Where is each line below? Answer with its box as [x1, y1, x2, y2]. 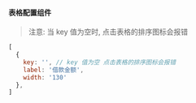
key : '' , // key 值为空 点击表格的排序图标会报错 [23, 58, 176, 67]
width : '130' [23, 73, 68, 81]
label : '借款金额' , [23, 66, 84, 74]
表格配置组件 [8, 7, 51, 17]
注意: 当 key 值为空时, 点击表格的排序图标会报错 [28, 27, 189, 36]
